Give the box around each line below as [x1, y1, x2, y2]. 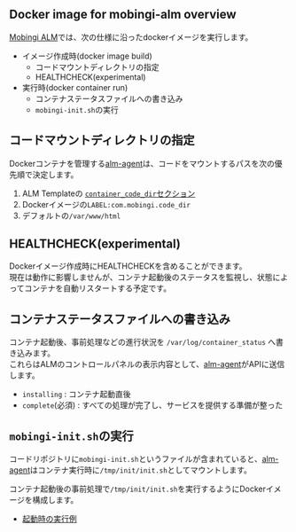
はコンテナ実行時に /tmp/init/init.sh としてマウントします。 [29, 465, 253, 475]
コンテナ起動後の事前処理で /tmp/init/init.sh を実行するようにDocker [9, 483, 267, 495]
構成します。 [32, 495, 79, 505]
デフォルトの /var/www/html [21, 210, 121, 221]
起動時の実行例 [21, 513, 77, 524]
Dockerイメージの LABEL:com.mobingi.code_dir [21, 199, 191, 209]
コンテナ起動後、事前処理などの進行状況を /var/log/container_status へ [9, 337, 277, 348]
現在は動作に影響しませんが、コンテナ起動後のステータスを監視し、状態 [9, 272, 273, 283]
